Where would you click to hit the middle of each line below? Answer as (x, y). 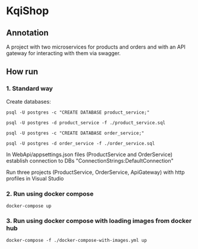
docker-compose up (29, 206)
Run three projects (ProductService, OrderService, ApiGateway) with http (95, 172)
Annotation (28, 33)
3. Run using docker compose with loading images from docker (99, 221)
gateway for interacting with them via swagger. (63, 53)
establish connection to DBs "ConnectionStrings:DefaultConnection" (90, 160)
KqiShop (28, 11)
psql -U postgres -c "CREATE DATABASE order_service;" (75, 133)
